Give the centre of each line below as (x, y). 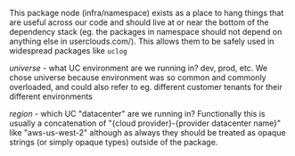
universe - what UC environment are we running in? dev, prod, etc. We (139, 68)
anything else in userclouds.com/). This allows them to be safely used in (142, 41)
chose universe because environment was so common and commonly (138, 78)
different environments (51, 96)
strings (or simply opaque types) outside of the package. (114, 142)
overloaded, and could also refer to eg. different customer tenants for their (146, 87)
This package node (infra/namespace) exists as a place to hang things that (147, 13)
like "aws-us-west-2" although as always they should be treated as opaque (148, 132)
